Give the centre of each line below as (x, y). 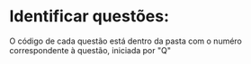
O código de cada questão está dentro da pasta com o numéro (126, 41)
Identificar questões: (89, 16)
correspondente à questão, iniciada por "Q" (90, 50)
